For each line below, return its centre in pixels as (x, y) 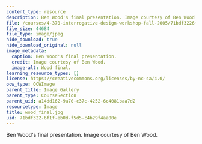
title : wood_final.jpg (35, 112)
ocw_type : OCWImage (31, 85)
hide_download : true (32, 40)
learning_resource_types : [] (43, 73)
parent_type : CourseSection (41, 95)
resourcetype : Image (32, 106)
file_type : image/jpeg (35, 34)
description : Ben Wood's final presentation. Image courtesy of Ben (94, 17)
